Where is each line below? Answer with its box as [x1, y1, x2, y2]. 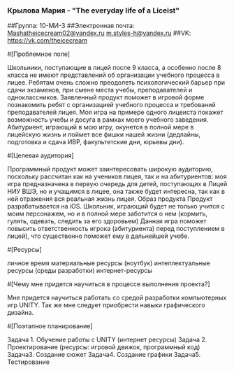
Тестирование [7, 358, 50, 366]
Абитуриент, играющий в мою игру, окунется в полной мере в [7, 123, 194, 132]
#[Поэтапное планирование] [7, 322, 93, 330]
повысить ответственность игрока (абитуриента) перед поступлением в [7, 225, 225, 233]
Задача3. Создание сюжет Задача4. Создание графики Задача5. [7, 351, 201, 359]
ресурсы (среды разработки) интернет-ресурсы [7, 267, 152, 275]
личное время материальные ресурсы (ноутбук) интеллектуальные [7, 259, 211, 267]
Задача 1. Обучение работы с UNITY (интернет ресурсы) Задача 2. [7, 335, 207, 344]
